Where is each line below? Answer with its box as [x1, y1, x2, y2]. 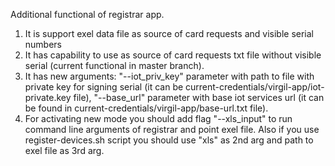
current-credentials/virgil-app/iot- [185, 81, 325, 93]
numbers [24, 39, 63, 50]
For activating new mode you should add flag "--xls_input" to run [24, 113, 293, 124]
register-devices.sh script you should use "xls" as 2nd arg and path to [24, 134, 314, 146]
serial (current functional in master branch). [24, 60, 205, 71]
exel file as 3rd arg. [24, 145, 105, 156]
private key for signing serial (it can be [24, 81, 184, 93]
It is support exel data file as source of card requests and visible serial [24, 28, 314, 39]
